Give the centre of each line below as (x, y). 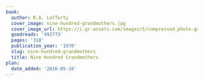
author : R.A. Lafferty (40, 18)
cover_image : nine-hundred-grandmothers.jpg (69, 23)
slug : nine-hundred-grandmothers (54, 52)
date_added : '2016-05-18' (44, 69)
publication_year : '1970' (44, 46)
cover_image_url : (33, 29)
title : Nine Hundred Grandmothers (55, 57)
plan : (12, 63)
